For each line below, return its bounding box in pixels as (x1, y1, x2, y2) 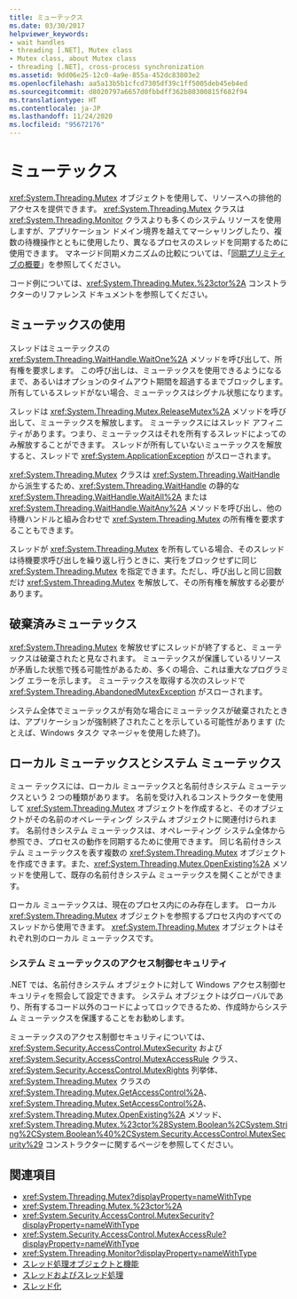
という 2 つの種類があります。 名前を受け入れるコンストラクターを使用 (24, 792, 284, 803)
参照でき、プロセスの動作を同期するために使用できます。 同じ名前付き (9, 836, 267, 847)
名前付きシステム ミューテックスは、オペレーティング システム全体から (26, 825, 286, 836)
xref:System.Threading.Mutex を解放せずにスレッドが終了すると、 (9, 641, 252, 653)
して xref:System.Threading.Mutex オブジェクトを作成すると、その (9, 803, 254, 813)
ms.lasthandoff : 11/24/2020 (9, 112, 113, 121)
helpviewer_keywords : (9, 29, 90, 38)
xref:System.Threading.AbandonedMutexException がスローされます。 (9, 685, 268, 697)
